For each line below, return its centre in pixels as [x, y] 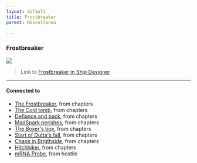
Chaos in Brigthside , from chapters [57, 141]
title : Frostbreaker [31, 17]
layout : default [26, 11]
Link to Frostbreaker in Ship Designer [65, 72]
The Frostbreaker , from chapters [54, 104]
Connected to [23, 91]
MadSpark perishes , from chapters [57, 122]
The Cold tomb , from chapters [51, 110]
